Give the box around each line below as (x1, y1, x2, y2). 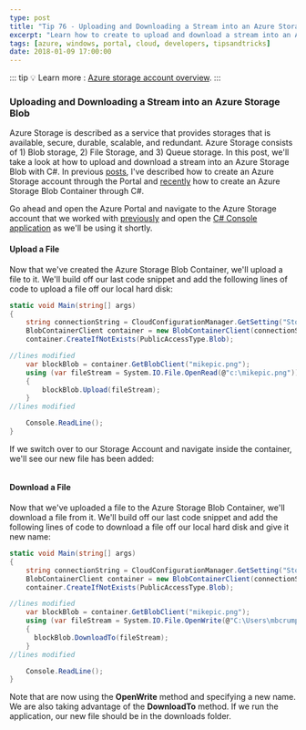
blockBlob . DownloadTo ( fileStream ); (33, 632, 169, 643)
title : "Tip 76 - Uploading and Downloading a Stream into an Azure (9, 22, 275, 31)
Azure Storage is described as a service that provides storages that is (9, 128, 271, 139)
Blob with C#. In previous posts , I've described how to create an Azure (9, 166, 275, 178)
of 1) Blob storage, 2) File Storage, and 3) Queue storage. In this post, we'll (9, 147, 290, 158)
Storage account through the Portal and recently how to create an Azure (9, 176, 280, 187)
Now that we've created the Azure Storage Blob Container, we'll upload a (9, 263, 284, 274)
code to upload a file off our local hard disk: (9, 283, 173, 294)
